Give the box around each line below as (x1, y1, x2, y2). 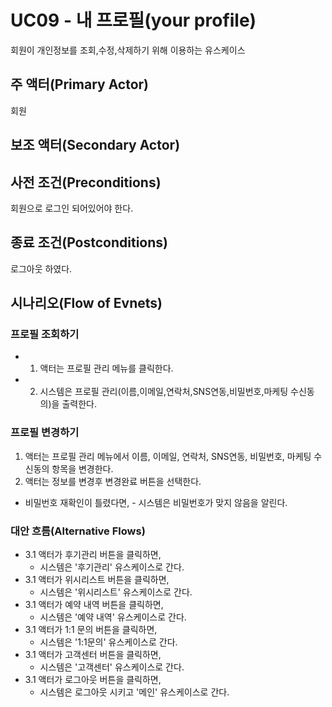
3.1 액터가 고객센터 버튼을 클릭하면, (24, 649, 162, 661)
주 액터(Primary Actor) (10, 76, 150, 93)
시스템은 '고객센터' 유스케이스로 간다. (39, 661, 185, 673)
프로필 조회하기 (10, 327, 80, 341)
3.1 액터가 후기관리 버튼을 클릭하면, (24, 549, 162, 561)
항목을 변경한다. (51, 462, 114, 475)
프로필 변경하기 (10, 426, 80, 440)
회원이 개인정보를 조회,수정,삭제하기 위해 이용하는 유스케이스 (10, 44, 246, 56)
